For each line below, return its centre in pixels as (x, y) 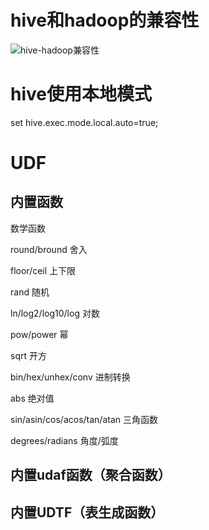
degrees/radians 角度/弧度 (64, 440)
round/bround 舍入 (49, 249)
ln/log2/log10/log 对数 (55, 313)
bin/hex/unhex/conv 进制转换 (70, 377)
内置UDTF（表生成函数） (87, 512)
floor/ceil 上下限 (43, 270)
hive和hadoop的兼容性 (105, 20)
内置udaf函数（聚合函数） (91, 475)
